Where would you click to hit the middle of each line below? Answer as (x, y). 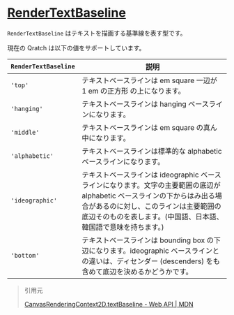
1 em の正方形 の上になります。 (134, 91)
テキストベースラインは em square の (143, 127)
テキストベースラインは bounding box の (148, 240)
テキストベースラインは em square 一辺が (150, 80)
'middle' (25, 132)
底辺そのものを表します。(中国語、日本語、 (153, 217)
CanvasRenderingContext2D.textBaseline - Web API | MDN (109, 304)
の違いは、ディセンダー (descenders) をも (151, 261)
